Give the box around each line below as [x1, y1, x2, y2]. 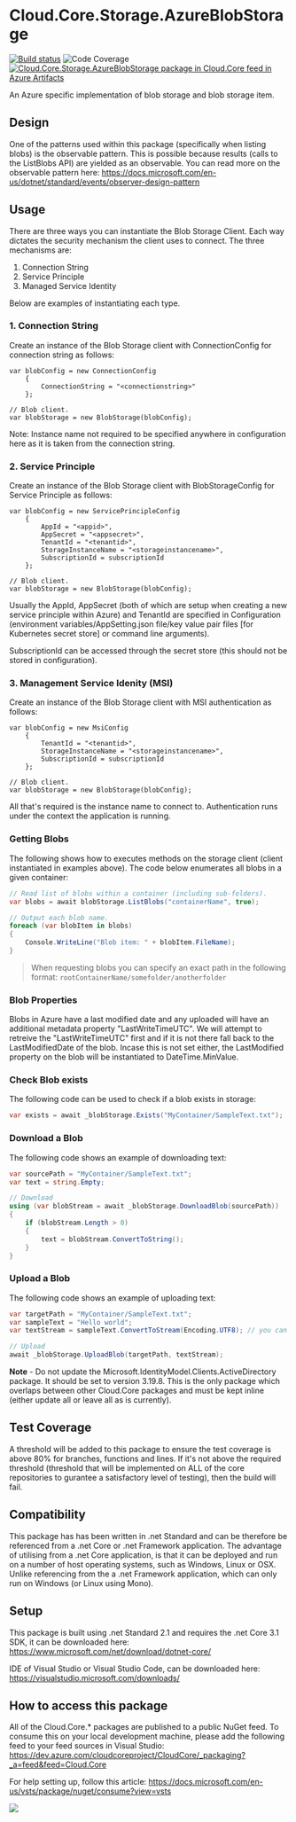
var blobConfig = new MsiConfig [9, 723, 129, 732]
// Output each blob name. [9, 913, 109, 922]
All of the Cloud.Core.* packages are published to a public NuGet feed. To [9, 1722, 279, 1732]
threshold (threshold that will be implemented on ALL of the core [9, 1462, 245, 1473]
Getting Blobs [9, 833, 69, 845]
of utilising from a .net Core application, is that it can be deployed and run [9, 1549, 278, 1560]
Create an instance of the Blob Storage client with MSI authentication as [9, 697, 272, 708]
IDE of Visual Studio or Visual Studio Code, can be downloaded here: [9, 1663, 261, 1674]
